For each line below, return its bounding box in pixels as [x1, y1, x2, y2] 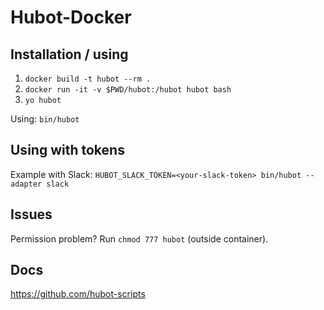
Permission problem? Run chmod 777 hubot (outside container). [10, 232, 269, 245]
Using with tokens [10, 142, 125, 159]
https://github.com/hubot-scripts [10, 288, 146, 300]
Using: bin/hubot [10, 113, 80, 125]
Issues [10, 206, 53, 223]
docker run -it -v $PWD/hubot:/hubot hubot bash [24, 85, 232, 95]
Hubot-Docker [10, 6, 132, 29]
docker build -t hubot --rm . [24, 74, 152, 84]
